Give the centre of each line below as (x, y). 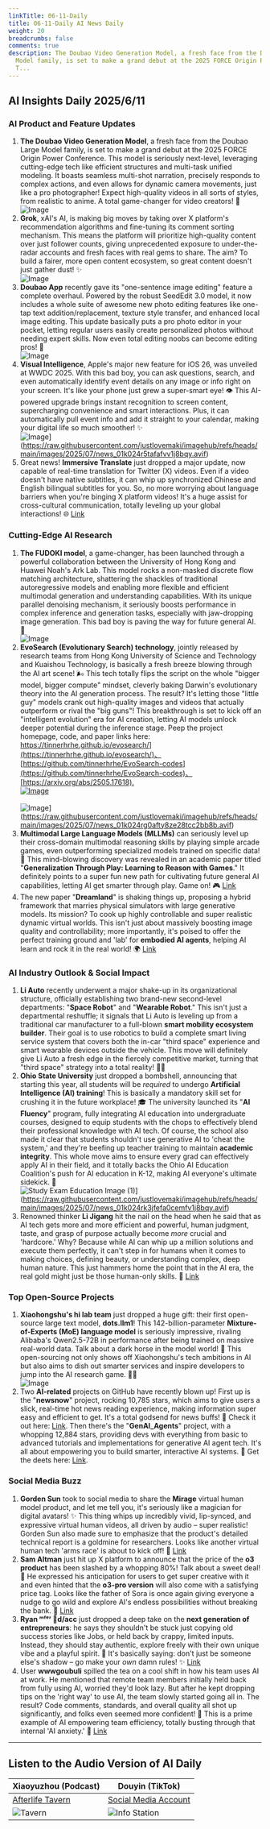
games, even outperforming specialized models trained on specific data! (140, 850)
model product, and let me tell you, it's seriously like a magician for (131, 1507)
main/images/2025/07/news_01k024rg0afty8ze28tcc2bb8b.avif (126, 825)
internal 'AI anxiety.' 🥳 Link (63, 1731)
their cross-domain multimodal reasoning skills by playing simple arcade (139, 842)
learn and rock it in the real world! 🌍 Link (88, 948)
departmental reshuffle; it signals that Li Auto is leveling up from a (129, 1016)
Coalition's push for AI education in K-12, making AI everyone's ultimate (138, 1174)
